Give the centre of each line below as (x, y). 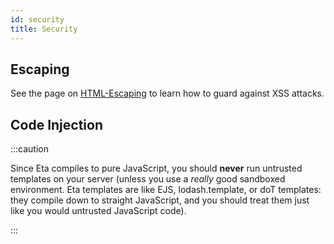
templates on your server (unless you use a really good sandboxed (148, 179)
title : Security (44, 29)
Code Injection (56, 124)
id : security (37, 19)
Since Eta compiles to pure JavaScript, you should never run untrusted (156, 168)
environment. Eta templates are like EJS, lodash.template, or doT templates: (166, 190)
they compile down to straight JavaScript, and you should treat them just (160, 200)
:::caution (30, 149)
